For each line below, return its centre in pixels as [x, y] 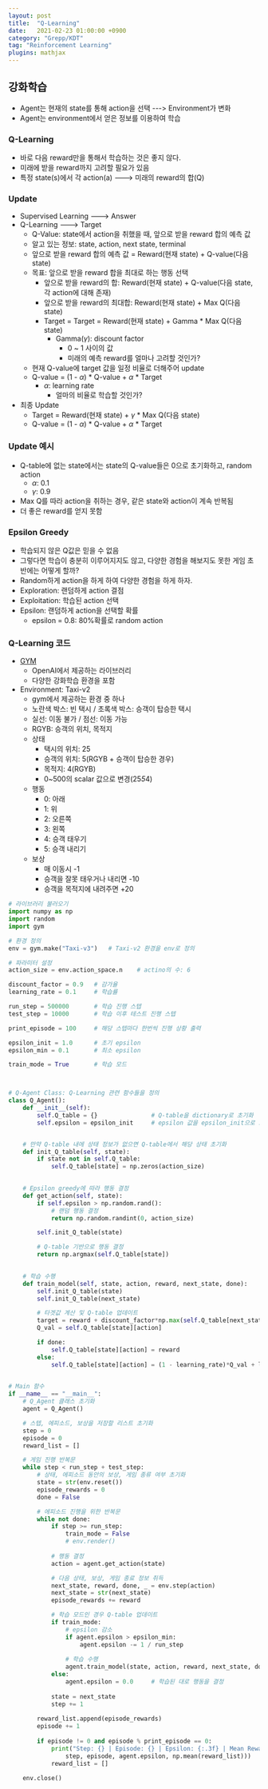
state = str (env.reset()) [80, 1483]
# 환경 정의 [25, 940]
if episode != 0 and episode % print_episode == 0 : [125, 1741]
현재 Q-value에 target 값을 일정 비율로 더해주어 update [118, 368]
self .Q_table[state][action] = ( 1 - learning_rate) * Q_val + [153, 1364]
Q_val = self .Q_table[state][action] [99, 1328]
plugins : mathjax [37, 53]
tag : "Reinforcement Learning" [60, 46]
